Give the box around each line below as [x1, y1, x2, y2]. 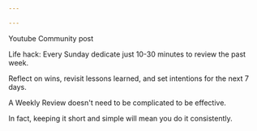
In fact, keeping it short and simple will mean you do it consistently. [8, 113, 233, 123]
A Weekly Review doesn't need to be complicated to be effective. [8, 98, 227, 108]
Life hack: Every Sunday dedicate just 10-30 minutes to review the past [8, 49, 246, 59]
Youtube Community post [8, 33, 94, 43]
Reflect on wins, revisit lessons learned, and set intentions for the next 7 [8, 74, 250, 83]
